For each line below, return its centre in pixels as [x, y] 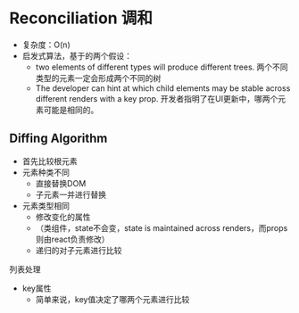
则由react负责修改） [72, 239]
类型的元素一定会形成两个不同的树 [98, 78]
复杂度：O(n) [46, 45]
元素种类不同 [46, 172]
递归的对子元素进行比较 [79, 250]
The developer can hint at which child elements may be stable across [163, 88]
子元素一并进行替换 [71, 194]
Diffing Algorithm [58, 139]
